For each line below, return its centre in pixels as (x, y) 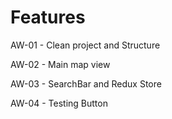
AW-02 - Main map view (60, 64)
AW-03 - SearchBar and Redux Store (86, 83)
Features (48, 17)
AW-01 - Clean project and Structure (85, 45)
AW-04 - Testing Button (59, 103)
